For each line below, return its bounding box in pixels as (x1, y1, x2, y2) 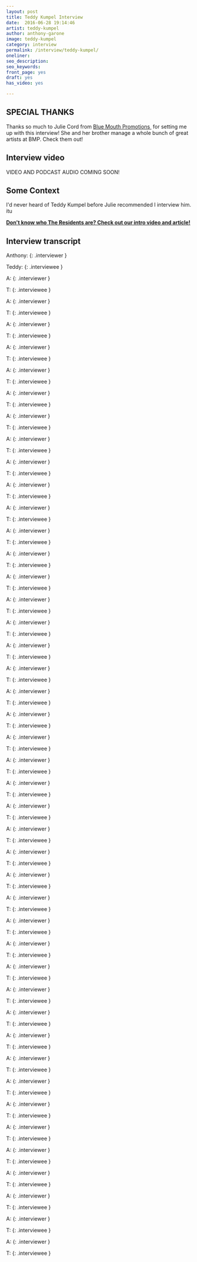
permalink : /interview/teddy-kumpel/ (6, 47, 99, 53)
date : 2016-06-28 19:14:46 (6, 20, 75, 25)
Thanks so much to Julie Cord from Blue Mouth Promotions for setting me (6, 123, 187, 130)
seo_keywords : (6, 63, 41, 70)
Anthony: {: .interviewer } (6, 252, 67, 259)
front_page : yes (6, 69, 46, 75)
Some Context (6, 186, 60, 196)
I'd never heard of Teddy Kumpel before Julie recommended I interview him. (6, 201, 192, 208)
